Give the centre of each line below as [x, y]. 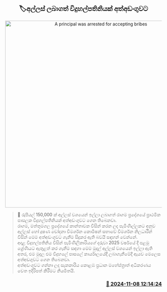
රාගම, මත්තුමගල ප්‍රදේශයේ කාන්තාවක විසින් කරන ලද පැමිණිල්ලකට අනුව [86, 226]
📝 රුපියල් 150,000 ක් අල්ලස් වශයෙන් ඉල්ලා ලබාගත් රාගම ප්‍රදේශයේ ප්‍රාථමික [89, 214]
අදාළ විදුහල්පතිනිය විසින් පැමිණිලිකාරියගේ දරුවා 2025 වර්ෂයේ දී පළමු [83, 242]
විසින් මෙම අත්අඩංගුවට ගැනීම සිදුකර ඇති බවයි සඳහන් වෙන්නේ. [77, 237]
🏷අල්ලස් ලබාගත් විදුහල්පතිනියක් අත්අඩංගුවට [83, 9]
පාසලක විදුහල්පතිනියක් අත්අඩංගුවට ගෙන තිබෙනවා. [67, 220]
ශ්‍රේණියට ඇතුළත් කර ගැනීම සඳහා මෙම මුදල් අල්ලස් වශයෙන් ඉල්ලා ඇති [85, 248]
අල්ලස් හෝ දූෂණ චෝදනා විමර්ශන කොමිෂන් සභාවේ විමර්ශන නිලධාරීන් [85, 231]
